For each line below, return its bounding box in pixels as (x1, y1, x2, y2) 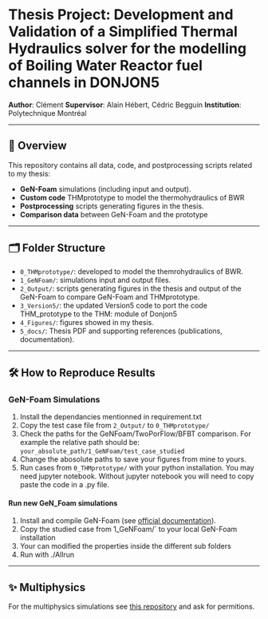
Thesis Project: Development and (8, 6, 234, 24)
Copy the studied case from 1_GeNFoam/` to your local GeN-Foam (19, 525, 238, 534)
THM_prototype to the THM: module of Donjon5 (19, 309, 178, 319)
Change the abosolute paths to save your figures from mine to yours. (19, 454, 247, 464)
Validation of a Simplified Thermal (8, 22, 238, 41)
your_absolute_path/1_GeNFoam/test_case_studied (19, 447, 185, 456)
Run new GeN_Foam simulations (8, 498, 118, 508)
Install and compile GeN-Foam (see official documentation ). (19, 516, 217, 526)
